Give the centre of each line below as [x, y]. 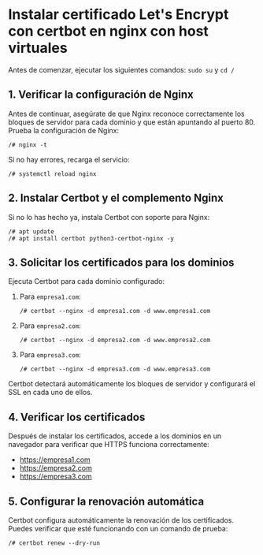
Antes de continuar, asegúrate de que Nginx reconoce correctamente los [127, 114]
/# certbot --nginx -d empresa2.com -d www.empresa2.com [115, 341]
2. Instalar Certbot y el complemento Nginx [116, 198]
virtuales [38, 48]
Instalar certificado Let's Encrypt [119, 15]
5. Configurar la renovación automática [106, 501]
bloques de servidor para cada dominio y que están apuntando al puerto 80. [132, 122]
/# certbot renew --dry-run [54, 543]
